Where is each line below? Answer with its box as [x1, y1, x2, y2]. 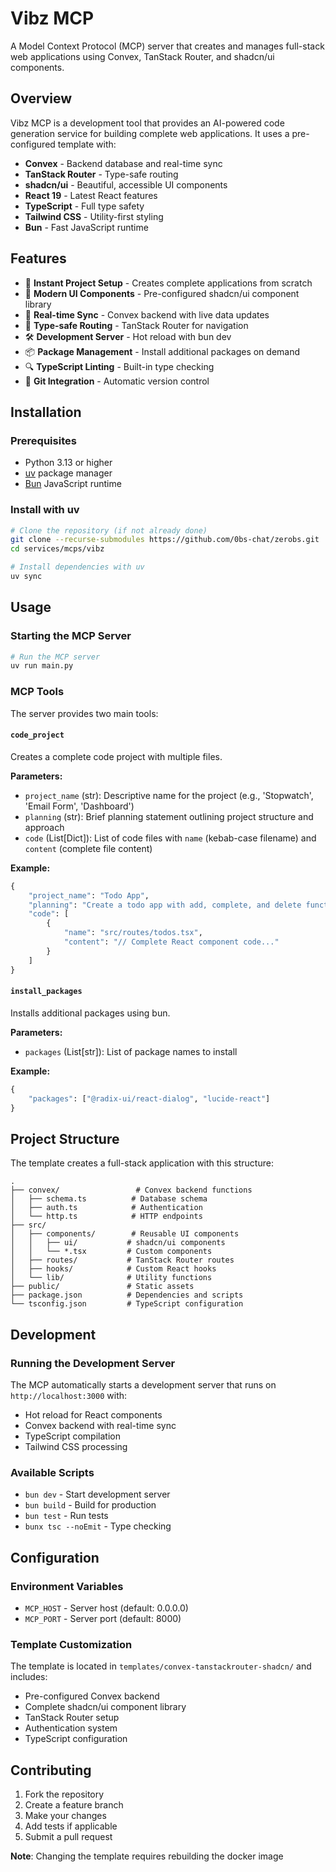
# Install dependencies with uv [10, 562, 145, 572]
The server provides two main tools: [10, 707, 159, 719]
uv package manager [24, 467, 113, 479]
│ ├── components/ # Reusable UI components [10, 1229, 240, 1239]
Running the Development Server [10, 1356, 176, 1370]
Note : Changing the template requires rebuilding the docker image [10, 1850, 284, 1862]
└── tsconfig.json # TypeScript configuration [10, 1299, 244, 1309]
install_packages [10, 987, 83, 997]
